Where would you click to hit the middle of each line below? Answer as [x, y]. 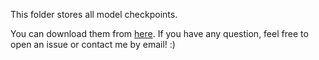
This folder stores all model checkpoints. [94, 14]
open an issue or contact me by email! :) [93, 44]
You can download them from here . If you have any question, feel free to [159, 33]
